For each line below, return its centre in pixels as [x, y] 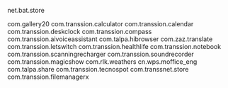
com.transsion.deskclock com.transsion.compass [80, 32]
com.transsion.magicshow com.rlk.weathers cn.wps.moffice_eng [102, 62]
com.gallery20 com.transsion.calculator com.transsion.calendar [101, 24]
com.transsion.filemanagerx [48, 77]
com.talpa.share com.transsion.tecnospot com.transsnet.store [98, 69]
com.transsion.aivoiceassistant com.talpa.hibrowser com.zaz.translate [110, 39]
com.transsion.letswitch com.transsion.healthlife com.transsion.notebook [114, 46]
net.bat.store [26, 10]
